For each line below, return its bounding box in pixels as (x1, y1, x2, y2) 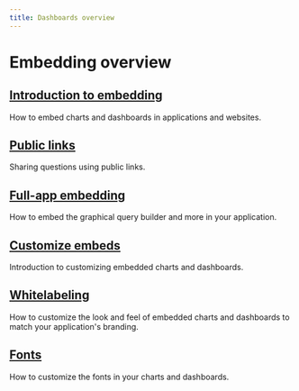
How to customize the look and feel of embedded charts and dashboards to (9, 312, 290, 323)
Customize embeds (9, 238, 122, 253)
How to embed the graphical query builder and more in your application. (9, 212, 277, 223)
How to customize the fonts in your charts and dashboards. (9, 371, 230, 382)
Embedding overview (9, 51, 172, 72)
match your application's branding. (9, 321, 140, 332)
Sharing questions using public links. (9, 161, 146, 172)
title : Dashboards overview (9, 13, 115, 23)
